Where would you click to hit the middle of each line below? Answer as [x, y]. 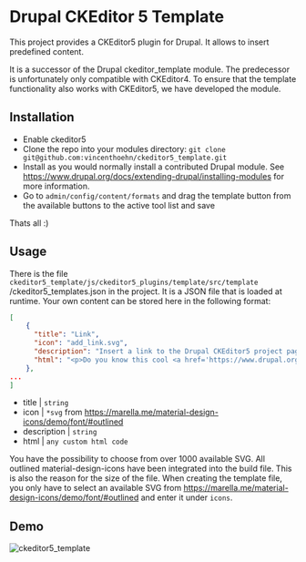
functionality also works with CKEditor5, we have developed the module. [145, 88]
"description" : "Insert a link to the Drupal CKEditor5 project [158, 352]
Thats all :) [29, 223]
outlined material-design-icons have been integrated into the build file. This [151, 469]
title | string [46, 403]
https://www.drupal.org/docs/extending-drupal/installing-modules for [153, 176]
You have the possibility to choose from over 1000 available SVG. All [138, 459]
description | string [60, 432]
